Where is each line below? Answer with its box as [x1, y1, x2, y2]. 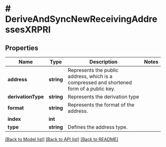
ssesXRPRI [5, 24, 51, 35]
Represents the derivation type [67, 94, 139, 100]
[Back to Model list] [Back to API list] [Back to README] [5, 137, 119, 142]
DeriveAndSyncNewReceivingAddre [5, 13, 158, 25]
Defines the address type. [67, 124, 128, 130]
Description [89, 58, 118, 65]
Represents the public [67, 67, 119, 73]
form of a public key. [67, 85, 116, 92]
